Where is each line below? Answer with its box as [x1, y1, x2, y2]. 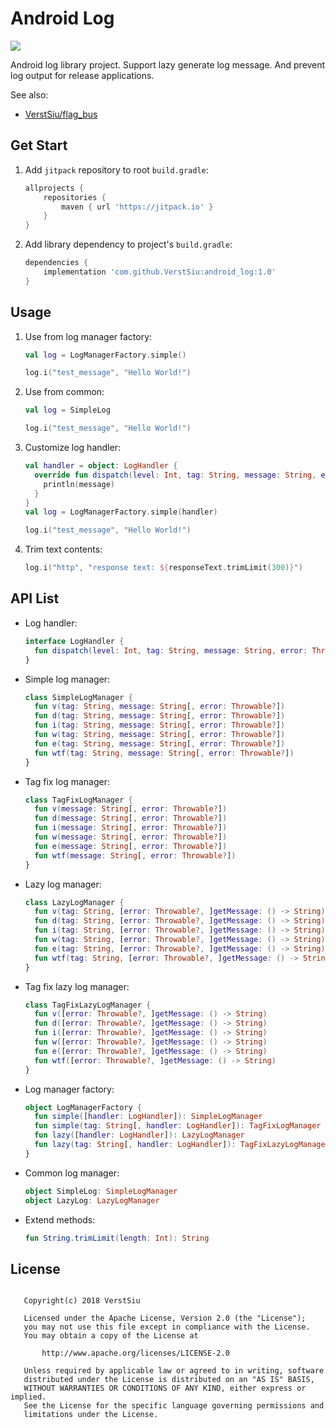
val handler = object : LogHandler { [24, 461, 178, 471]
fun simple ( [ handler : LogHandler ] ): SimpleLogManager [34, 1112, 263, 1122]
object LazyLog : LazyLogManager [24, 1195, 160, 1206]
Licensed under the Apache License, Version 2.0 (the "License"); [23, 1313, 307, 1324]
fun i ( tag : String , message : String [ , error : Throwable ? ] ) [34, 720, 286, 731]
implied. [10, 1392, 47, 1402]
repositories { [43, 192, 107, 202]
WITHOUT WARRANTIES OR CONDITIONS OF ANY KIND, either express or [23, 1383, 307, 1394]
